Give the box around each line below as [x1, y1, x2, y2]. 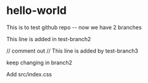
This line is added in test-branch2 [6, 35, 91, 42]
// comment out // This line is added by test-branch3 [6, 47, 139, 55]
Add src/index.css [6, 70, 52, 78]
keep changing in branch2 [6, 59, 72, 66]
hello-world [6, 4, 67, 18]
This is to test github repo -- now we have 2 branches [6, 24, 142, 31]
